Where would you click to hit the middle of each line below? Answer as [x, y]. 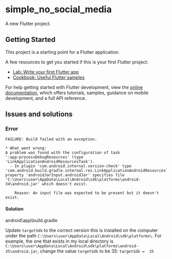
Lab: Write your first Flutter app [46, 72]
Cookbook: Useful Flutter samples [49, 77]
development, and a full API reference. [46, 98]
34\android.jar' [23, 184]
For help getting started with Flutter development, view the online [74, 87]
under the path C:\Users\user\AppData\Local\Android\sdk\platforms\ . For [84, 235]
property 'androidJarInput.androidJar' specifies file [65, 175]
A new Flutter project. [28, 24]
